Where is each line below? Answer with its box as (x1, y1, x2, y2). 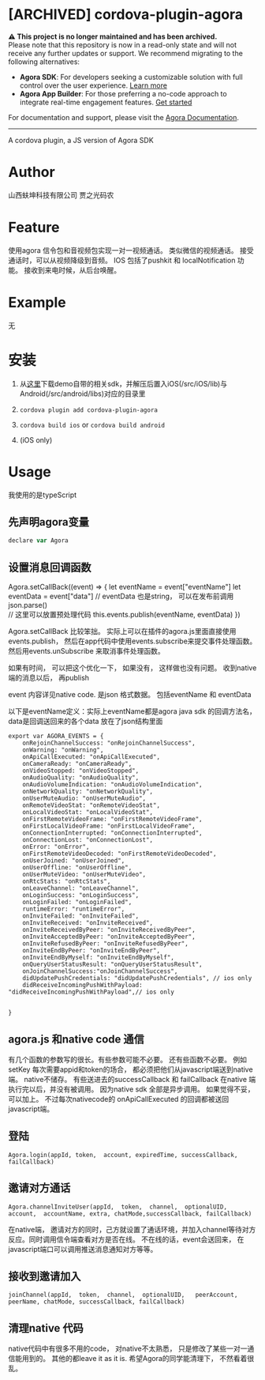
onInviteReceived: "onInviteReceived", (22, 919, 154, 927)
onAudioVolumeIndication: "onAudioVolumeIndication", (22, 781, 203, 789)
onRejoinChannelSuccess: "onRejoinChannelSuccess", (22, 739, 196, 748)
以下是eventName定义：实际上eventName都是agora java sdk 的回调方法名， (8, 707, 256, 716)
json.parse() (8, 601, 48, 610)
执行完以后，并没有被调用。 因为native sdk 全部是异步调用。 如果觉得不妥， (8, 1084, 255, 1094)
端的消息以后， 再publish (8, 673, 89, 683)
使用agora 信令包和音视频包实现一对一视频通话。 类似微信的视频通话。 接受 (8, 245, 254, 255)
